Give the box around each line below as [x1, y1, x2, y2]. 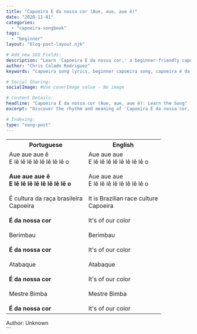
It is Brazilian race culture [88, 194, 158, 203]
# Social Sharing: [6, 79, 51, 85]
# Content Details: [6, 95, 54, 101]
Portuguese [29, 140, 63, 149]
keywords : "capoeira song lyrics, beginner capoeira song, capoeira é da [6, 68, 191, 74]
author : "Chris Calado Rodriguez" [6, 63, 91, 69]
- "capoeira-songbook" [11, 25, 67, 31]
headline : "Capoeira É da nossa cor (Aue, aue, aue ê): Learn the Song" [6, 100, 188, 106]
